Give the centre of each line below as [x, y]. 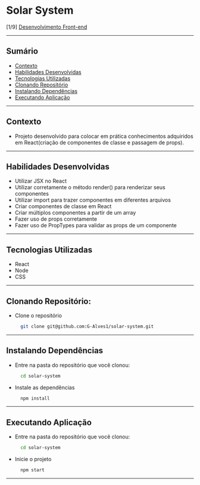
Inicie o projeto [33, 459]
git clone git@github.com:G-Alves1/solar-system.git [87, 326]
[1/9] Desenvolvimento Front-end [47, 27]
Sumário [22, 51]
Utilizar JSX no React [41, 181]
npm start [32, 470]
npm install [35, 398]
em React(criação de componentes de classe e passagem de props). [99, 142]
